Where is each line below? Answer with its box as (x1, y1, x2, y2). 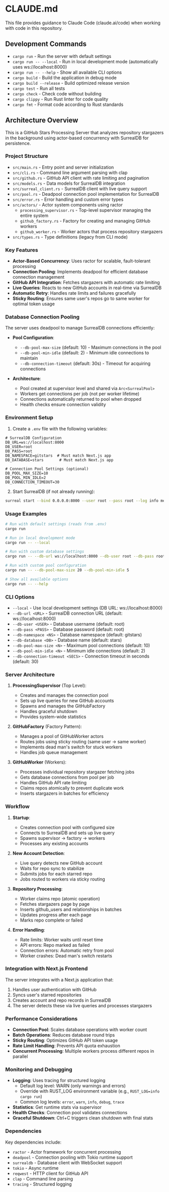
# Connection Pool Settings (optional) (5, 466, 89, 471)
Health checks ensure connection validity (20, 402, 107, 408)
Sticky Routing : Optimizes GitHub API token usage (12, 1038, 118, 1044)
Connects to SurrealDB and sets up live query (20, 830, 115, 836)
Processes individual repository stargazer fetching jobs (20, 769, 135, 775)
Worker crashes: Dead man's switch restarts (20, 952, 112, 959)
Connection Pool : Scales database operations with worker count (12, 1026, 147, 1033)
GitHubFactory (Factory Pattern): (12, 724, 82, 730)
